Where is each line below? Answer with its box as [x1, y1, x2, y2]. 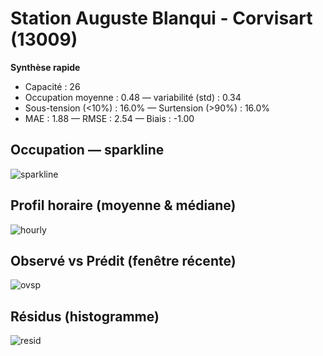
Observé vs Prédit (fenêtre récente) [10, 252, 237, 269]
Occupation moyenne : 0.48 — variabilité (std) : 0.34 [24, 91, 242, 103]
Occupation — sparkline [10, 142, 165, 159]
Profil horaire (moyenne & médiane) [10, 197, 237, 214]
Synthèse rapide [10, 61, 81, 73]
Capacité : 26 [24, 80, 81, 92]
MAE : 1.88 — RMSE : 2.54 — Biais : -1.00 [24, 112, 195, 124]
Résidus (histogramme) [10, 308, 160, 325]
